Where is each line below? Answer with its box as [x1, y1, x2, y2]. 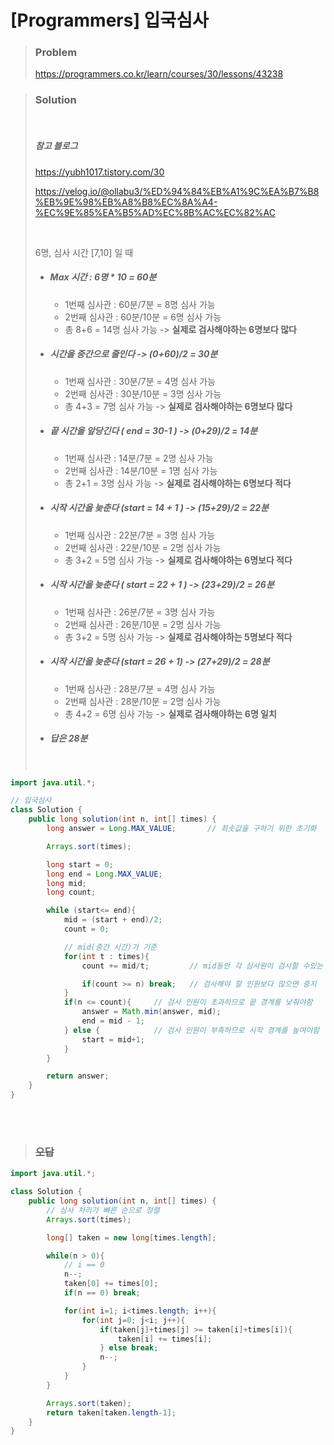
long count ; [46, 887, 97, 898]
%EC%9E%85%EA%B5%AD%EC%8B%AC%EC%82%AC [34, 206, 276, 218]
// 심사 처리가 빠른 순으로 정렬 [46, 1205, 160, 1215]
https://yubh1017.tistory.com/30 [34, 166, 165, 178]
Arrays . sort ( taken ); [46, 1398, 132, 1408]
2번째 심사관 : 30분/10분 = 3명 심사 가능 [64, 387, 222, 400]
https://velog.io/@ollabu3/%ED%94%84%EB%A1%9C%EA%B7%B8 [34, 185, 320, 197]
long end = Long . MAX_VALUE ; [46, 869, 163, 879]
